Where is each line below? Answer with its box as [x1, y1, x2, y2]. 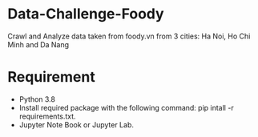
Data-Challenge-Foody [7, 5, 165, 23]
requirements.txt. [18, 111, 77, 121]
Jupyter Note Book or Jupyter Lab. [18, 119, 134, 129]
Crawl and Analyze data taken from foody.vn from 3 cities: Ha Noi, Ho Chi [7, 31, 251, 41]
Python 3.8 [18, 94, 55, 104]
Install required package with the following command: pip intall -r [18, 103, 234, 112]
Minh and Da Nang [7, 39, 70, 49]
